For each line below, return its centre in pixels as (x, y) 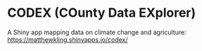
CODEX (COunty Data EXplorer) (102, 13)
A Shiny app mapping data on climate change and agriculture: (97, 32)
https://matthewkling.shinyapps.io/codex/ (68, 39)
